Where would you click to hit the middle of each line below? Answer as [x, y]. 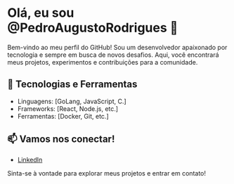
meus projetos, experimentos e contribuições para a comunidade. [103, 62]
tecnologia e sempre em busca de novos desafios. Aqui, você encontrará [113, 55]
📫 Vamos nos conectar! [61, 139]
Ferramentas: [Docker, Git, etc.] [63, 116]
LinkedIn [30, 159]
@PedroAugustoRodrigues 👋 [93, 28]
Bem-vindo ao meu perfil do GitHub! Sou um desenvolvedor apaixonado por [117, 47]
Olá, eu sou [41, 13]
